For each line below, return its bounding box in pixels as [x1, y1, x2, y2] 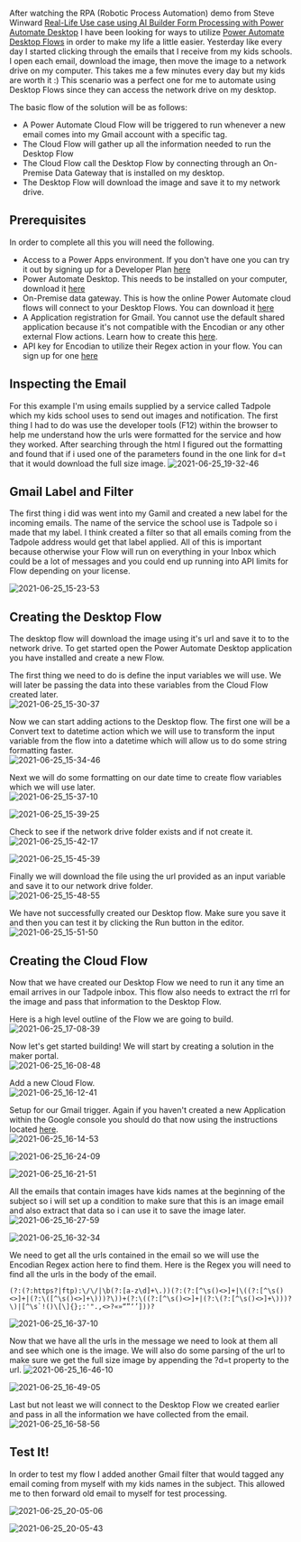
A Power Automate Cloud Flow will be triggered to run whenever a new [22, 119, 287, 130]
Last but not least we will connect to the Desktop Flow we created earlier [9, 1399, 280, 1410]
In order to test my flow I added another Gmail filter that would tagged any [9, 1468, 285, 1480]
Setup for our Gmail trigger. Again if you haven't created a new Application [9, 1105, 287, 1116]
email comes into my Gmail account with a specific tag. [22, 129, 228, 139]
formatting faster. [9, 745, 74, 756]
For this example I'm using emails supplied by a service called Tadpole [9, 400, 271, 411]
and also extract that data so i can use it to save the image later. [9, 1205, 246, 1216]
